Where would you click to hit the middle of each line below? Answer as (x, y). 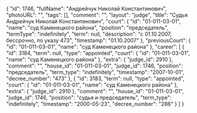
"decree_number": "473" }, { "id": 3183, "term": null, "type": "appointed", (96, 78)
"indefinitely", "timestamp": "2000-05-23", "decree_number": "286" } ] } (95, 104)
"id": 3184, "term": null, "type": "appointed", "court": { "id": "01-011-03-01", (98, 53)
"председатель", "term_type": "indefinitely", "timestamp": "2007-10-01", (96, 72)
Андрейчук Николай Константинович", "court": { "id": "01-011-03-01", (93, 21)
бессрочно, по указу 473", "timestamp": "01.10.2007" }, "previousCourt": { (98, 40)
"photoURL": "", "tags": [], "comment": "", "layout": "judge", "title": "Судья (97, 15)
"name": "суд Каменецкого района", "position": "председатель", (87, 28)
